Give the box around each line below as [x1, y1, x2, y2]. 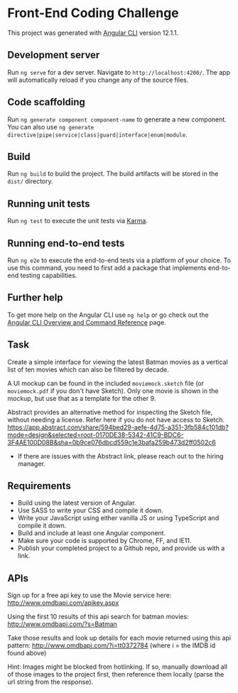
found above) [7, 649, 47, 657]
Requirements [7, 480, 71, 492]
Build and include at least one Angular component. [17, 529, 166, 537]
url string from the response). [7, 677, 94, 687]
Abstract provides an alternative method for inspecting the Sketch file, [7, 407, 213, 417]
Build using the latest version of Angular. [17, 499, 136, 507]
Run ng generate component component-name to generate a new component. [7, 115, 227, 124]
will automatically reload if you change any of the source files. [7, 75, 189, 84]
